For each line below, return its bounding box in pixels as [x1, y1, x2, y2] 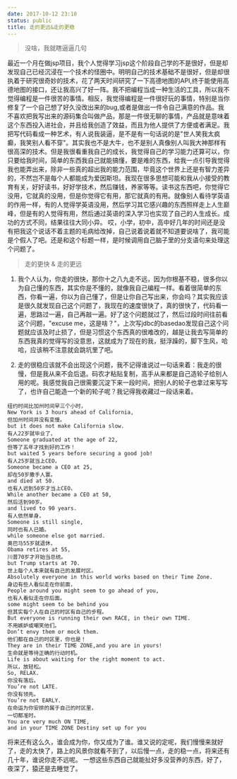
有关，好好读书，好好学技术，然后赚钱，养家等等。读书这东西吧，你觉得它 [13, 183, 230, 191]
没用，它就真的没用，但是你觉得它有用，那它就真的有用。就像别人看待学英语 [7, 192, 230, 200]
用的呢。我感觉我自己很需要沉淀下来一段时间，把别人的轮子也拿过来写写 [17, 378, 228, 387]
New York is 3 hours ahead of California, [7, 409, 134, 416]
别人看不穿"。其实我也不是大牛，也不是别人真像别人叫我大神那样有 [31, 139, 227, 147]
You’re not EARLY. [7, 697, 61, 705]
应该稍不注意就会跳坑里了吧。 [30, 346, 117, 354]
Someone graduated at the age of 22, [7, 436, 119, 443]
